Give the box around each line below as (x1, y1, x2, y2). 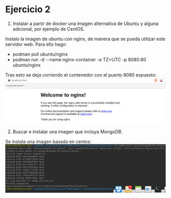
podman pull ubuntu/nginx (12, 51, 68, 57)
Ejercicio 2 (5, 4, 51, 15)
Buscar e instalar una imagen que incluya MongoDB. (12, 129, 123, 135)
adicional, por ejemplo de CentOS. (12, 26, 85, 32)
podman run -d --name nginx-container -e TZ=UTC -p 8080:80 (12, 56, 147, 62)
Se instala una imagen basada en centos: (5, 138, 92, 144)
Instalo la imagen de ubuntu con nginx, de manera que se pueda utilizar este (5, 36, 166, 42)
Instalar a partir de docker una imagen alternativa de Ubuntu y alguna (12, 20, 159, 27)
